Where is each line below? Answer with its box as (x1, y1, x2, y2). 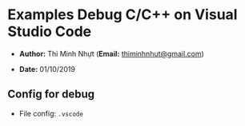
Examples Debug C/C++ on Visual (7, 6, 238, 24)
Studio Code (7, 22, 92, 41)
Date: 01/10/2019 (18, 64, 75, 73)
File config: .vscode (18, 108, 83, 118)
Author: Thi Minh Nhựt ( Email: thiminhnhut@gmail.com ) (18, 49, 205, 58)
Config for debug (7, 88, 95, 101)
